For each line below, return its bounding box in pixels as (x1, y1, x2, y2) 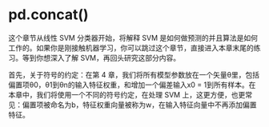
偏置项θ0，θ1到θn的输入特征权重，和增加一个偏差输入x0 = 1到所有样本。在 (8, 80, 256, 89)
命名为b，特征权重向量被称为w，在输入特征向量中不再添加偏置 (50, 100, 258, 109)
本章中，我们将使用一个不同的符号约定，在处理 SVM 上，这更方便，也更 (8, 89, 246, 99)
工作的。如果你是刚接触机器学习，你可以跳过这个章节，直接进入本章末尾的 (8, 42, 254, 53)
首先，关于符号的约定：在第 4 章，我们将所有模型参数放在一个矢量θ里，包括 (8, 69, 260, 79)
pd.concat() (8, 6, 90, 24)
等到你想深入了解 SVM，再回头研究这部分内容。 (22, 53, 181, 62)
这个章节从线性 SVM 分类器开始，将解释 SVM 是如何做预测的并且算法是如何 (8, 33, 259, 42)
